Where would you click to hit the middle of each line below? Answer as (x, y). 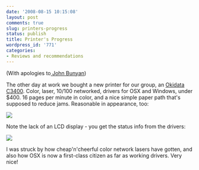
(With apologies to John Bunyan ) (46, 73)
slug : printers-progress (37, 28)
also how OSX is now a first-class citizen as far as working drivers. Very (94, 155)
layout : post (22, 17)
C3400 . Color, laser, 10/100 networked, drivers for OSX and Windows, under (99, 91)
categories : (21, 51)
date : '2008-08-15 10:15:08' (42, 12)
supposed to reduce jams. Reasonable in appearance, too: (78, 103)
